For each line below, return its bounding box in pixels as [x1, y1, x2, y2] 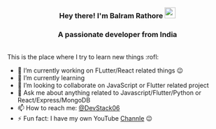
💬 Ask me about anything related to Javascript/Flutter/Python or [17, 89, 201, 97]
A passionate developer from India [57, 29, 178, 39]
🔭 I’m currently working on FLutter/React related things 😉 [17, 66, 184, 75]
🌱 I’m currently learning [17, 74, 85, 82]
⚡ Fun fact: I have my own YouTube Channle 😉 [17, 114, 152, 123]
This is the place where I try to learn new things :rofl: [7, 53, 159, 61]
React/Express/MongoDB [17, 96, 91, 105]
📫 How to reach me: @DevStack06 [17, 104, 120, 112]
